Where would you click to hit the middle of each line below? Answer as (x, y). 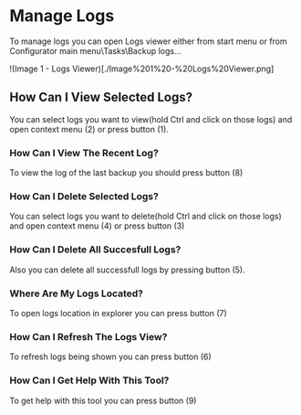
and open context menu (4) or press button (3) (97, 226)
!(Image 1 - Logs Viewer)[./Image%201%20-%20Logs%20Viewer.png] (142, 69)
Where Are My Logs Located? (77, 293)
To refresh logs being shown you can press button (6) (110, 356)
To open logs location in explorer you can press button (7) (119, 313)
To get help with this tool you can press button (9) (103, 400)
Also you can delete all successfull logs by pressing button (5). (127, 270)
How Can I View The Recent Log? (84, 153)
